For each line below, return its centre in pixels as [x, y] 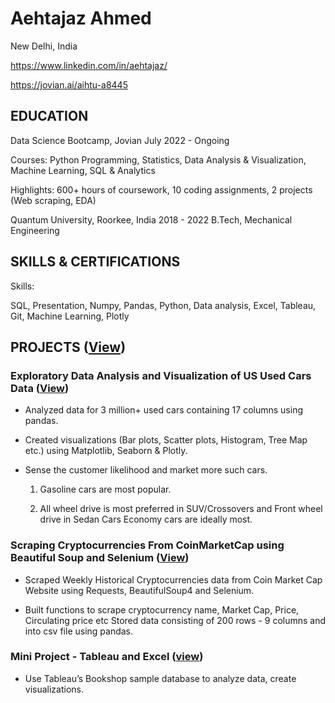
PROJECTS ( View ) [68, 347]
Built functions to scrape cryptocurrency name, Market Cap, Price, [162, 609]
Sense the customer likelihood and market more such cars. [146, 470]
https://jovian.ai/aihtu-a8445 [69, 84]
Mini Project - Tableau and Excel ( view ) [107, 657]
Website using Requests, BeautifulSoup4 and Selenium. [139, 590]
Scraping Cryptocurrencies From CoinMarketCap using [147, 545]
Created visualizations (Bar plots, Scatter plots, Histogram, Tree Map [166, 440]
